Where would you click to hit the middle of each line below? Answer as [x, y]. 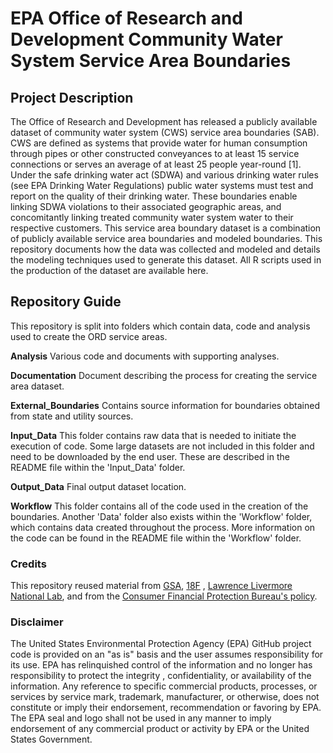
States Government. [51, 739]
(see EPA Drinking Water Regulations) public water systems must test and [162, 185]
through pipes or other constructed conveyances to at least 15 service [155, 153]
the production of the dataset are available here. [109, 270]
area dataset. [37, 386]
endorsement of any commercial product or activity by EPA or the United [160, 729]
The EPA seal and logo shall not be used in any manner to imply [141, 718]
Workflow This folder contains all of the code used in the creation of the [159, 506]
